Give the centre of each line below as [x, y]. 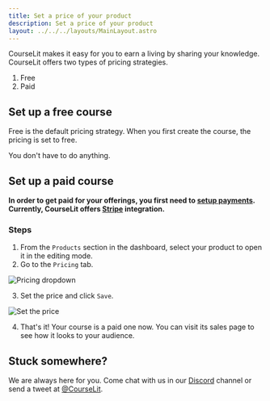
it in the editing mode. [56, 256]
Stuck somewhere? [58, 361]
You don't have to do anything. [59, 156]
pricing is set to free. [43, 140]
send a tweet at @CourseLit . [56, 389]
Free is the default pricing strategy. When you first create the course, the [130, 132]
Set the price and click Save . [67, 296]
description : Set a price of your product [81, 23]
